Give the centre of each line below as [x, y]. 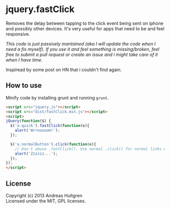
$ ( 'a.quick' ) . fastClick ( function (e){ [50, 126]
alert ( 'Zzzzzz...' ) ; [36, 153]
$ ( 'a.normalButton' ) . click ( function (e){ [53, 144]
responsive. [18, 34]
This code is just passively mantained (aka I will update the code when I [81, 43]
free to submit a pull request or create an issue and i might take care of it [82, 55]
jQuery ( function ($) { [29, 121]
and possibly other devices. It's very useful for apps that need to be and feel [85, 28]
